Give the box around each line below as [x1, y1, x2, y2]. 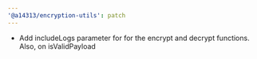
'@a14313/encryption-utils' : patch [7, 11, 126, 20]
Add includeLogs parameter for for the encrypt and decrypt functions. [18, 33, 250, 42]
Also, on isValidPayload [18, 41, 97, 51]
